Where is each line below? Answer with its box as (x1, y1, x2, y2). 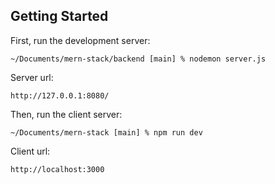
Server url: (10, 71, 54, 83)
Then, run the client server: (10, 108, 123, 120)
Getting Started (10, 8, 109, 25)
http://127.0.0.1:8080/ (10, 90, 110, 101)
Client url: (10, 145, 51, 157)
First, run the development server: (10, 34, 151, 46)
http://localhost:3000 (10, 164, 105, 174)
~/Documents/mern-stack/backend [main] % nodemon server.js (10, 54, 267, 64)
